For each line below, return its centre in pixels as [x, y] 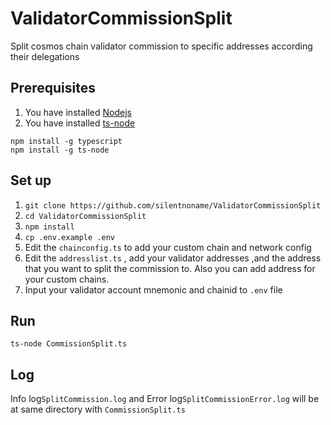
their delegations [45, 56]
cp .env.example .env [69, 237]
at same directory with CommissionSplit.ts [98, 409]
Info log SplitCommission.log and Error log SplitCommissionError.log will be [165, 399]
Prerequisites [53, 88]
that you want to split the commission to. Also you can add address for [170, 268]
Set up [31, 180]
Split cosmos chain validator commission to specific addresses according [161, 46]
